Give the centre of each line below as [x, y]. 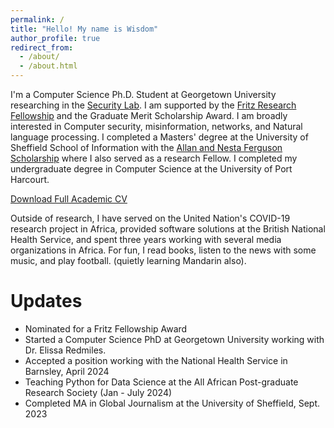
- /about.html [48, 66]
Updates [46, 301]
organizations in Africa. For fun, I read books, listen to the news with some [163, 250]
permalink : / [37, 19]
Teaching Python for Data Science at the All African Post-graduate [161, 382]
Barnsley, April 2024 [67, 371]
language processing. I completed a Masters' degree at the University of [159, 137]
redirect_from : [42, 47]
